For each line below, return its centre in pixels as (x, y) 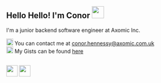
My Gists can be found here (49, 51)
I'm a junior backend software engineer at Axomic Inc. (73, 30)
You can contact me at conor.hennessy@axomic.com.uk (84, 43)
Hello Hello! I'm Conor (48, 16)
